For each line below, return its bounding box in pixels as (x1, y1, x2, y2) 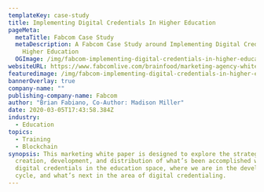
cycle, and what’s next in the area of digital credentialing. (15, 172, 226, 180)
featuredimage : (8, 70, 58, 78)
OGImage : (15, 56, 44, 63)
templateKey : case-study (8, 11, 90, 20)
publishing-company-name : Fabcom (8, 92, 118, 100)
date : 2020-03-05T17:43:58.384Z (8, 107, 114, 114)
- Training (15, 135, 51, 143)
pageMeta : (8, 26, 41, 34)
